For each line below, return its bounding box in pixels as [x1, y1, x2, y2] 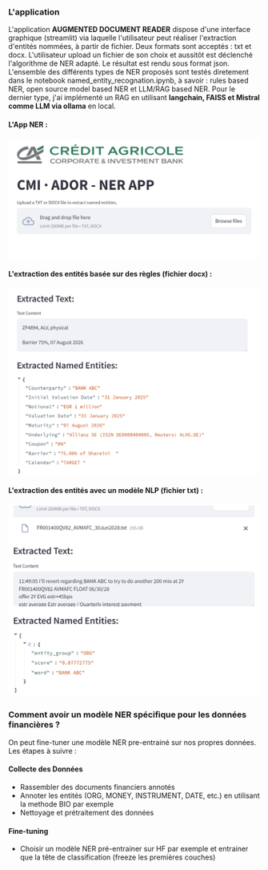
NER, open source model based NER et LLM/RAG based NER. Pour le [8, 84, 236, 94]
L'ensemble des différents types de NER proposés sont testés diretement [8, 67, 250, 77]
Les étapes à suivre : [8, 746, 78, 755]
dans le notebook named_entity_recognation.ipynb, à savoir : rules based [8, 75, 250, 86]
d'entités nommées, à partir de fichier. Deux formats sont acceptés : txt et [8, 42, 252, 51]
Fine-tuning [8, 826, 49, 836]
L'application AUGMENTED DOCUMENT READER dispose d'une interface [8, 25, 250, 34]
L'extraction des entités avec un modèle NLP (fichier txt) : [8, 485, 204, 495]
